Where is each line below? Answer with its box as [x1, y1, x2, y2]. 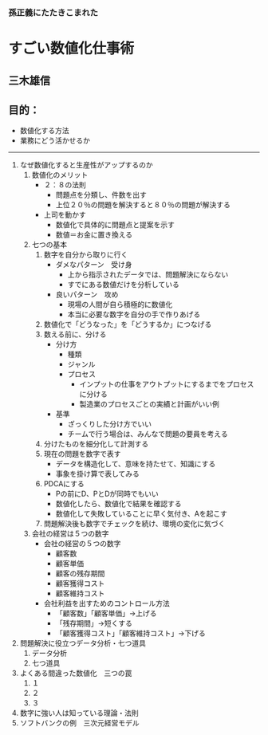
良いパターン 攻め [55, 289, 119, 300]
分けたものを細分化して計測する [43, 439, 149, 449]
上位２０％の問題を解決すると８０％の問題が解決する [55, 200, 231, 210]
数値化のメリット [31, 170, 89, 180]
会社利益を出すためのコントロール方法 [43, 599, 170, 608]
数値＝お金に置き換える [55, 230, 133, 240]
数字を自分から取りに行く [43, 250, 128, 260]
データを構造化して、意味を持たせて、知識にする [55, 459, 216, 469]
